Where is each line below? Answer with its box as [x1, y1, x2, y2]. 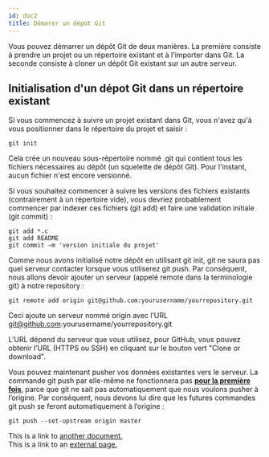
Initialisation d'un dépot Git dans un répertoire [8, 81, 244, 95]
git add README [8, 235, 59, 243]
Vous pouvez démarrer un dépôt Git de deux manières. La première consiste [8, 41, 261, 51]
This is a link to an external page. [8, 439, 118, 450]
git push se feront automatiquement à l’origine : [8, 402, 165, 411]
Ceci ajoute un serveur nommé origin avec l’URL [8, 311, 169, 320]
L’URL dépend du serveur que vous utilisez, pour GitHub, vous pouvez [8, 335, 241, 345]
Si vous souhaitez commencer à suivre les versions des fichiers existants [8, 186, 251, 196]
